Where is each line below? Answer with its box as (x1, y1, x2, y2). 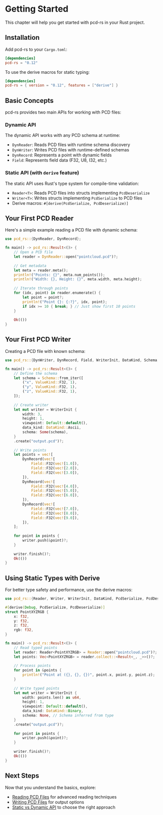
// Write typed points (14, 686, 60, 691)
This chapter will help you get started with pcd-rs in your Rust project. (5, 19, 145, 25)
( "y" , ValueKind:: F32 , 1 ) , (22, 384, 77, 389)
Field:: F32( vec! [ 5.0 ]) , (31, 488, 79, 493)
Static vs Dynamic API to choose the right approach (12, 804, 115, 810)
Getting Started (5, 3, 69, 15)
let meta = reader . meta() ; (14, 268, 68, 273)
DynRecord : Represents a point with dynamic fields (12, 152, 112, 158)
